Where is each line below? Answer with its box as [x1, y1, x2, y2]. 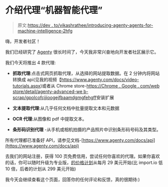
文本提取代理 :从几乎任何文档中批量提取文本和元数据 [12, 105, 119, 111]
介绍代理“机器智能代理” [5, 5, 103, 16]
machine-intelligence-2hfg [17, 28, 73, 34]
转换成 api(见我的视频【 [12, 76, 62, 82]
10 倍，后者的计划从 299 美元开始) [5, 165, 76, 171]
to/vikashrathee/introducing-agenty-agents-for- [54, 22, 153, 28]
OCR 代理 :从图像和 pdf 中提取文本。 [12, 116, 87, 122]
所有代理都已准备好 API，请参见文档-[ [5, 137, 83, 143]
